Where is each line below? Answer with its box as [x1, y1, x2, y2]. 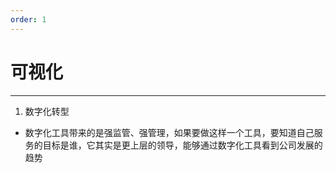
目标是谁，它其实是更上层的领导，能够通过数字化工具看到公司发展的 [42, 139, 323, 151]
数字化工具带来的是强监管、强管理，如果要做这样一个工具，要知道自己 [24, 126, 315, 138]
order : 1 [10, 14, 47, 25]
